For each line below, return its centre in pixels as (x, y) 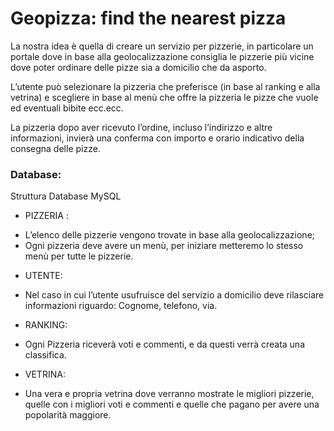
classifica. (45, 355)
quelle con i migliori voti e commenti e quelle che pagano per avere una (172, 404)
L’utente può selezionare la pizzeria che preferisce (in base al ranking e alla (165, 86)
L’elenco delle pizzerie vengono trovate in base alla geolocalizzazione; (170, 235)
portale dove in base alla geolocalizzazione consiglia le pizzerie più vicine (162, 56)
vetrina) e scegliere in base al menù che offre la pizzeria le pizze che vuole (164, 97)
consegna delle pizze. (55, 148)
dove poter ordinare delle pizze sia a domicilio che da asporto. (138, 67)
